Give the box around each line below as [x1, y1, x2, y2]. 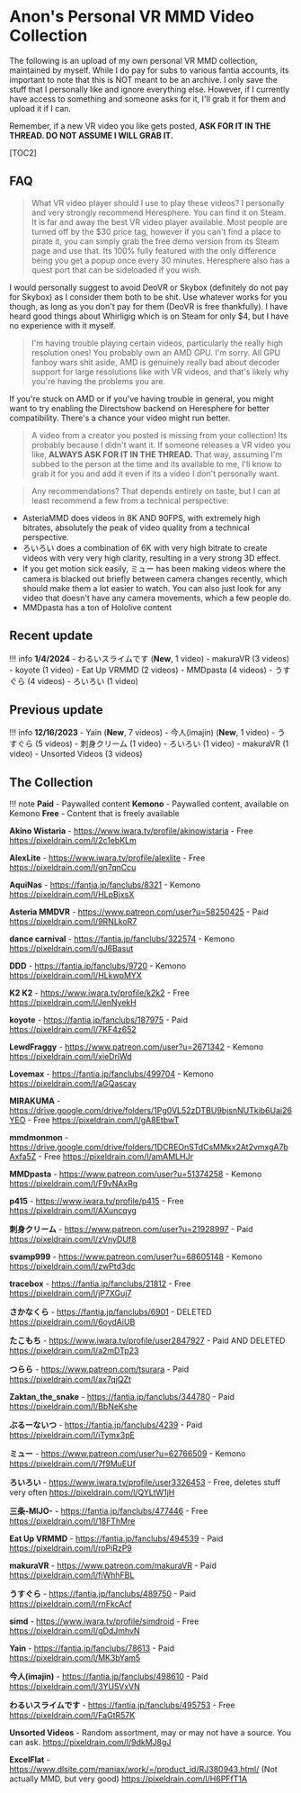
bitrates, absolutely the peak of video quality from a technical [22, 522, 250, 533]
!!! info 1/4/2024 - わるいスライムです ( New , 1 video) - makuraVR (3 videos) [9, 653, 290, 663]
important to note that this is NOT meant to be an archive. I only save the [9, 74, 279, 85]
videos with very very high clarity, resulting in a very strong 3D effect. [22, 552, 281, 563]
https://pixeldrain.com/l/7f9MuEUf [9, 1458, 137, 1469]
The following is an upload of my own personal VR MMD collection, [9, 55, 258, 66]
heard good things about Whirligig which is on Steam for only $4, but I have [9, 311, 289, 321]
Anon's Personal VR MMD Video [9, 6, 254, 27]
